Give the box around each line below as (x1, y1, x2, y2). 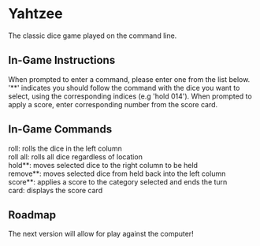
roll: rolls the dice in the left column (8, 143, 122, 153)
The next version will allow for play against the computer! (8, 229, 195, 239)
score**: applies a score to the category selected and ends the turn (8, 177, 228, 186)
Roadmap (8, 208, 57, 222)
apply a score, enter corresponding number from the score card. (8, 99, 218, 109)
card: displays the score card (8, 185, 103, 195)
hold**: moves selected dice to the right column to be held (8, 160, 199, 170)
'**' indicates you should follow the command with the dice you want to (8, 83, 240, 92)
